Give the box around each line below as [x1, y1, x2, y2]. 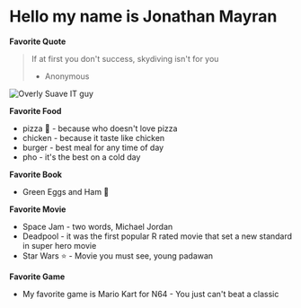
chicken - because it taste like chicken [22, 132, 165, 143]
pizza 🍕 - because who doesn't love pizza [22, 123, 178, 134]
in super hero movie [22, 240, 97, 251]
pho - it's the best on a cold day [22, 151, 141, 163]
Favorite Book [9, 169, 63, 180]
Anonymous [44, 70, 90, 82]
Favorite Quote [9, 36, 66, 47]
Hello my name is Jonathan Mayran [9, 6, 278, 27]
